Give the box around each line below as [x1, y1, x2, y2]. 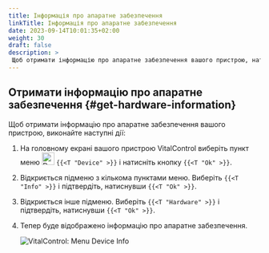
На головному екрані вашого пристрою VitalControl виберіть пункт [19, 143, 250, 152]
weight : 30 [8, 34, 45, 42]
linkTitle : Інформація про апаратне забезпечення [8, 19, 178, 27]
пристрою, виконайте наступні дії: [8, 128, 126, 137]
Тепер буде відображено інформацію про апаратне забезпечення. [19, 220, 248, 230]
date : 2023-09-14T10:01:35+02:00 [8, 26, 120, 34]
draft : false [8, 42, 52, 49]
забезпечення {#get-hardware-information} [8, 98, 236, 112]
